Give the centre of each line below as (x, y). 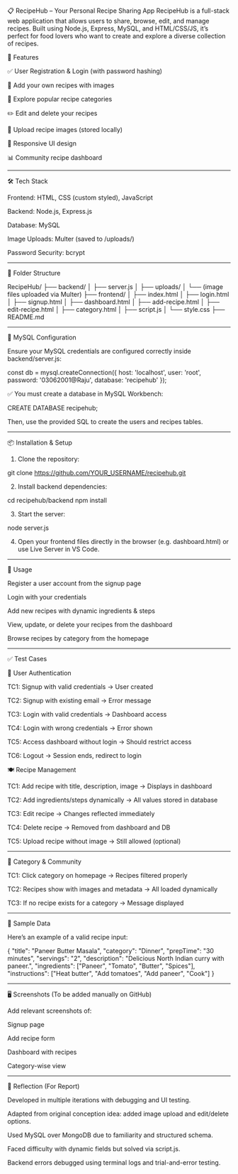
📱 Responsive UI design (42, 143)
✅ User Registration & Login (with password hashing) (85, 71)
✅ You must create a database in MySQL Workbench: (85, 394)
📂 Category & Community (44, 862)
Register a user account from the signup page (74, 583)
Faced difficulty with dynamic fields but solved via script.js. (94, 1149)
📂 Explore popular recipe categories (60, 99)
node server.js (28, 528)
